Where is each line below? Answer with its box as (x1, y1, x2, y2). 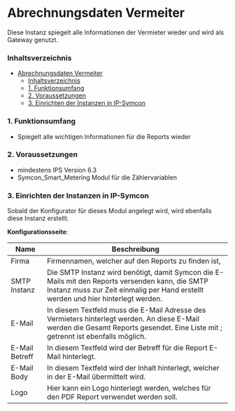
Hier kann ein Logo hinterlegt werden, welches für (46, 384, 211, 393)
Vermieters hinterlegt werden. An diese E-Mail (46, 314, 200, 324)
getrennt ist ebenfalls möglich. (46, 332, 147, 342)
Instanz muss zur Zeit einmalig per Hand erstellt (46, 285, 204, 295)
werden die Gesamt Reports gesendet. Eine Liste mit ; (46, 323, 222, 332)
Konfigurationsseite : (7, 228, 69, 236)
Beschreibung (111, 244, 159, 254)
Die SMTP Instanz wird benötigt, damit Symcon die (46, 268, 214, 278)
